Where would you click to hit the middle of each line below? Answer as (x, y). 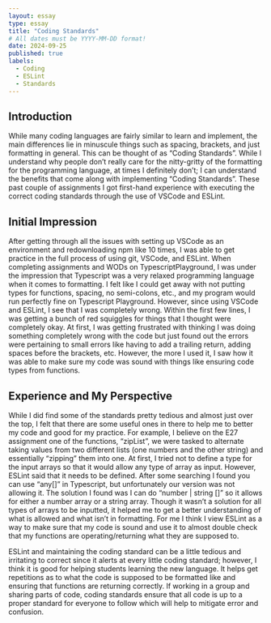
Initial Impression (53, 222)
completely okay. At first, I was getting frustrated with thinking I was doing (132, 327)
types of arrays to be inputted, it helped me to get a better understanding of (135, 510)
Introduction (40, 116)
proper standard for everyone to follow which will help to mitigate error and (133, 603)
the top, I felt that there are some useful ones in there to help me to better (131, 424)
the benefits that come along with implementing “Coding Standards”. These (134, 179)
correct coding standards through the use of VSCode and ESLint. (117, 196)
